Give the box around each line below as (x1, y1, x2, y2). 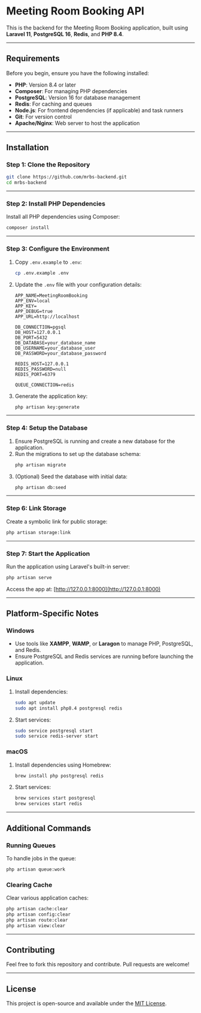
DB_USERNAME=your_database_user (14, 345, 96, 351)
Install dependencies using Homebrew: (14, 761, 112, 768)
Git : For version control (14, 113, 72, 120)
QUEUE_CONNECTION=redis (14, 382, 75, 388)
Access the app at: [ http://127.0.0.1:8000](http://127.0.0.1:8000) (6, 585, 161, 592)
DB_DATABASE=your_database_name (14, 339, 96, 346)
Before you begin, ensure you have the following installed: (6, 69, 150, 76)
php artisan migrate (14, 461, 66, 468)
